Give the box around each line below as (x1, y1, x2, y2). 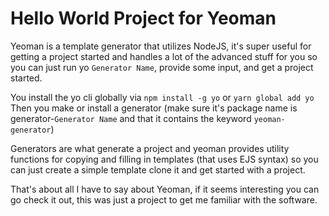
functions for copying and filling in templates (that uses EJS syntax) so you (10, 153, 319, 165)
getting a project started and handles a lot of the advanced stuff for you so (10, 50, 318, 62)
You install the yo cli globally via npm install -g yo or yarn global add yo (10, 91, 315, 103)
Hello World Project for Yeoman (10, 7, 277, 30)
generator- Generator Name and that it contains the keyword (10, 112, 252, 124)
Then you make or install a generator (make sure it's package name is (10, 102, 298, 114)
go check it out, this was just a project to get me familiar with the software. (10, 193, 318, 206)
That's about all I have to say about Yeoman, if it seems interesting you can (10, 183, 320, 195)
